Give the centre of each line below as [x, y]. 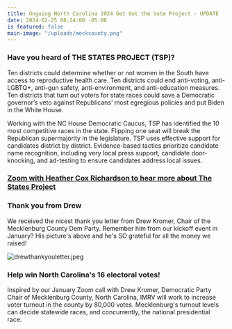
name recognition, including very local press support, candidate [99, 153]
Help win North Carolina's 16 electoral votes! [84, 275]
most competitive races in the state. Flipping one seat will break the [104, 130]
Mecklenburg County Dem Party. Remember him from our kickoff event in [113, 228]
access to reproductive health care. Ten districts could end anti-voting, [109, 80]
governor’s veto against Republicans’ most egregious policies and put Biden [116, 102]
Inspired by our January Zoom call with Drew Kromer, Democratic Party [109, 290]
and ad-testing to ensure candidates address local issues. [120, 160]
